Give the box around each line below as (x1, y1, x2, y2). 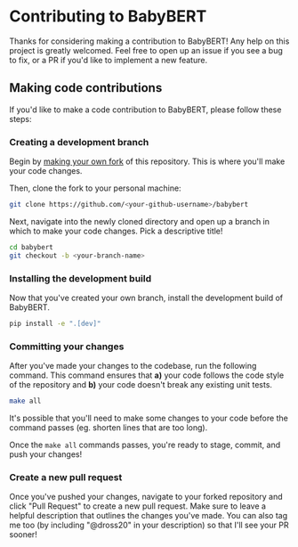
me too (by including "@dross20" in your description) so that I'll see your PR (9, 519, 289, 531)
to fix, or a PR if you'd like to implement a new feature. (9, 54, 207, 65)
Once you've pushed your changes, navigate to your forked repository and (9, 492, 283, 502)
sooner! (9, 529, 37, 540)
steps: (9, 113, 32, 124)
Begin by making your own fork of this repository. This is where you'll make (9, 156, 286, 167)
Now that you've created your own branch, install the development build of (9, 292, 284, 303)
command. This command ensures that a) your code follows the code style (9, 370, 285, 380)
